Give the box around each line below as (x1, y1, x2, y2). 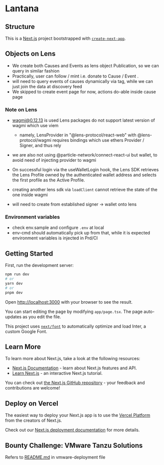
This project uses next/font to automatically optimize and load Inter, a (5, 323, 146, 329)
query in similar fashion (12, 68, 60, 74)
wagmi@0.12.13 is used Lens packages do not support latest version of (12, 117, 155, 123)
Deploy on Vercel (5, 399, 59, 408)
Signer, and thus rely (19, 143, 61, 149)
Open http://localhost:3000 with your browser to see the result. (5, 299, 133, 305)
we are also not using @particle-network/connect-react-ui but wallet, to (12, 152, 158, 158)
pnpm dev (5, 290, 23, 295)
